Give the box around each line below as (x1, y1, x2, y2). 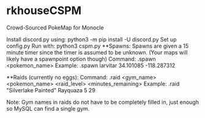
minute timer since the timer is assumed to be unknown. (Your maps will (6, 48, 188, 56)
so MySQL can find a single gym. (6, 105, 90, 112)
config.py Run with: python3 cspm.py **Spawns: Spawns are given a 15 (6, 42, 189, 50)
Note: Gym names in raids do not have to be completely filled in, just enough (6, 98, 199, 106)
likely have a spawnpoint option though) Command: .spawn (6, 55, 156, 62)
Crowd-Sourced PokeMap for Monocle (6, 24, 104, 31)
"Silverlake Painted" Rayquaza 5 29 (6, 86, 96, 94)
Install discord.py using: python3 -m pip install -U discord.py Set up (6, 35, 177, 43)
